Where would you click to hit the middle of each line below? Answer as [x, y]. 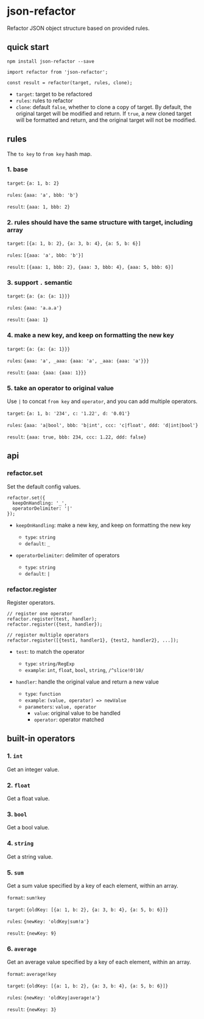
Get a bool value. [28, 828]
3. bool [17, 814]
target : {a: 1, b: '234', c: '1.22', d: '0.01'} [69, 413]
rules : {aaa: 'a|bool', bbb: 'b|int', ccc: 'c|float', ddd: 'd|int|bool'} [103, 425]
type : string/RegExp [50, 663]
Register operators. [31, 602]
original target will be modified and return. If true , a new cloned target [104, 113]
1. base [17, 170]
